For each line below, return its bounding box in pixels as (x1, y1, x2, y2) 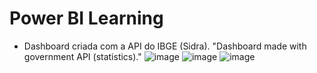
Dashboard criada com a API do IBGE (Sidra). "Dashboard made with (23, 40, 307, 52)
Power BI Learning (9, 7, 164, 30)
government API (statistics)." (23, 50, 142, 62)
